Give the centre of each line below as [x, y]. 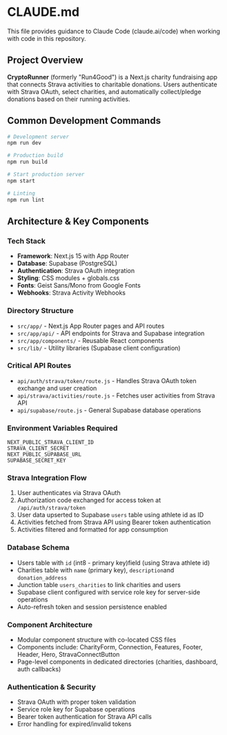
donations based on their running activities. [69, 99]
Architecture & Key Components [78, 221]
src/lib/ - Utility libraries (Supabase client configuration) [99, 348]
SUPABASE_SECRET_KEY [37, 460]
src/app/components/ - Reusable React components [90, 340]
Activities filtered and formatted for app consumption [92, 530]
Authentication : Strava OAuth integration [76, 271]
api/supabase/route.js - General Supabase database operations [109, 410]
